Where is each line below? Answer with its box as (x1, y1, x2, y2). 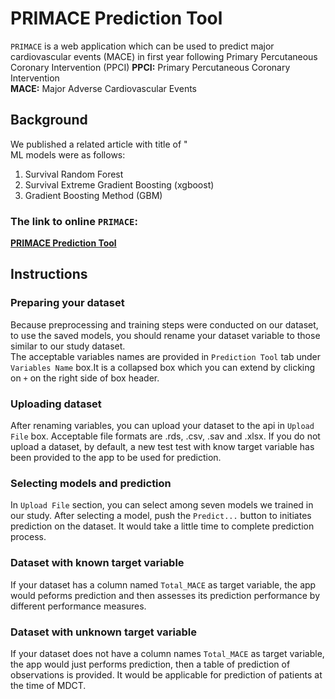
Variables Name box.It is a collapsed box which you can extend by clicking (10, 361, 316, 373)
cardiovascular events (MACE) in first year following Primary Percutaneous (10, 50, 318, 62)
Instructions (10, 266, 88, 283)
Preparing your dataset (10, 296, 125, 310)
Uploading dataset (10, 397, 102, 411)
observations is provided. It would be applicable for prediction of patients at (10, 668, 323, 681)
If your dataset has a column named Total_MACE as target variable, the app (10, 578, 317, 591)
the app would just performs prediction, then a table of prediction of (10, 658, 291, 670)
